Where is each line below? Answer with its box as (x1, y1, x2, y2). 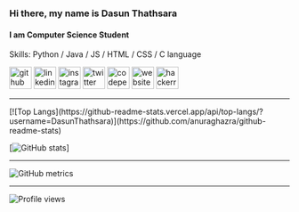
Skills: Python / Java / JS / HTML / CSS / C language (9, 49, 202, 60)
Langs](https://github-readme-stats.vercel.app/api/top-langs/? (33, 106, 264, 118)
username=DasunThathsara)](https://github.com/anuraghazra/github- (9, 116, 267, 126)
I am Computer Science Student (9, 29, 130, 40)
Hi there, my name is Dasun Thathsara (9, 7, 178, 20)
